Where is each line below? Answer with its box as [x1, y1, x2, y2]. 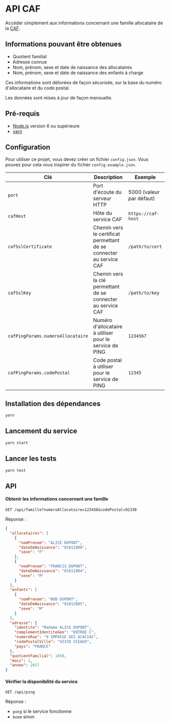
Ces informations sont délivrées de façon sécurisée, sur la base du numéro [5, 79, 162, 85]
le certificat [93, 230, 120, 237]
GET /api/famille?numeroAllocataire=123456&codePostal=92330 [5, 507, 137, 512]
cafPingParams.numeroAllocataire [8, 333, 89, 339]
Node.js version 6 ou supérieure [12, 123, 80, 129]
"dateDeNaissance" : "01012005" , [18, 602, 87, 607]
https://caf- [128, 211, 160, 217]
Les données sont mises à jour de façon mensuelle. [5, 94, 113, 100]
